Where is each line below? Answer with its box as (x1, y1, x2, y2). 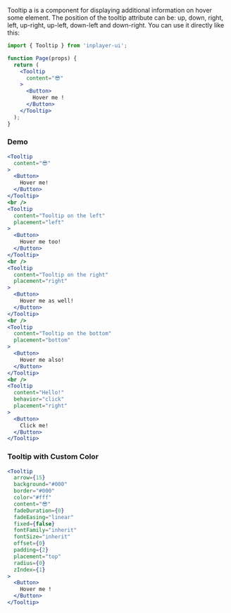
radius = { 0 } (13, 559, 46, 566)
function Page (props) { (7, 54, 77, 62)
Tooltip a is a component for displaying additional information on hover (7, 6, 213, 14)
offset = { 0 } (13, 540, 46, 547)
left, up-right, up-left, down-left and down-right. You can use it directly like (7, 21, 225, 29)
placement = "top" (13, 553, 61, 560)
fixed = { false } (13, 520, 55, 528)
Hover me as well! (20, 298, 74, 305)
